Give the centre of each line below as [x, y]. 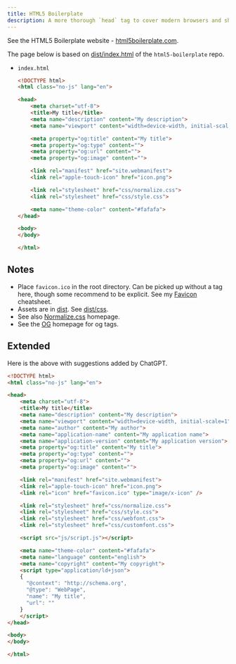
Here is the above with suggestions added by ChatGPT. [87, 363]
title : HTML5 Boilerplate [45, 14]
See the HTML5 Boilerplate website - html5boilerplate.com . [93, 40]
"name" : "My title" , [56, 596]
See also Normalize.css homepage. [69, 317]
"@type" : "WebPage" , [56, 590]
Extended [29, 346]
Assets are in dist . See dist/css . [63, 309]
